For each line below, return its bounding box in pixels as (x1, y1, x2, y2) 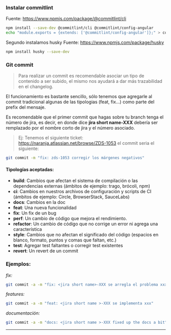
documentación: (6, 310, 40, 316)
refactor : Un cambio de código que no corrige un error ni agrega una (13, 221, 158, 227)
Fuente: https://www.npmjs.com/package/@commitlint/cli (6, 16, 126, 22)
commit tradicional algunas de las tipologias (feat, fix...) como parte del (6, 99, 155, 105)
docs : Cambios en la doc (13, 199, 65, 205)
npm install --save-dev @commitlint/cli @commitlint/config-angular (6, 25, 154, 31)
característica (13, 226, 42, 232)
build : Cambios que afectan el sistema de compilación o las (13, 177, 139, 184)
